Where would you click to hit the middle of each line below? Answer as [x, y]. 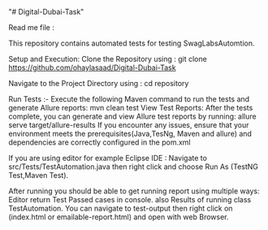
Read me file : [31, 27]
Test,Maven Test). [39, 175]
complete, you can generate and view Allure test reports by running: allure [133, 116]
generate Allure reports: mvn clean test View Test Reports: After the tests [131, 108]
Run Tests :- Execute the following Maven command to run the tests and [129, 99]
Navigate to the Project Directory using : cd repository [99, 83]
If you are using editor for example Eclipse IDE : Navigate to [108, 158]
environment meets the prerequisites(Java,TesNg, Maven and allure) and [130, 134]
